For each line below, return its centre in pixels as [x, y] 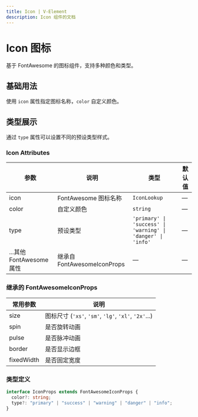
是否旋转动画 [63, 327]
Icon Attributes [28, 152]
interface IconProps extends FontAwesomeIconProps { [72, 392]
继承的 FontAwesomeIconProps [52, 288]
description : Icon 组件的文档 [41, 17]
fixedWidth [24, 360]
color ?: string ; [31, 397]
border [19, 348]
